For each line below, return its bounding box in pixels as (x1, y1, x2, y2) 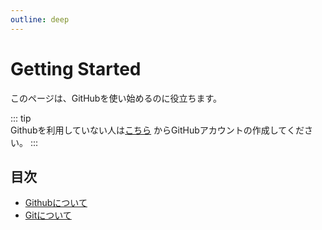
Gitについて (24, 209, 72, 221)
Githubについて (24, 197, 88, 209)
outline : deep (10, 14, 70, 25)
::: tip (10, 112, 32, 124)
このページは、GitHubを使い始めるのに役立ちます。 (10, 92, 222, 104)
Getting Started (10, 57, 142, 80)
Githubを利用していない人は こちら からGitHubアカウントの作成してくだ (10, 124, 305, 136)
